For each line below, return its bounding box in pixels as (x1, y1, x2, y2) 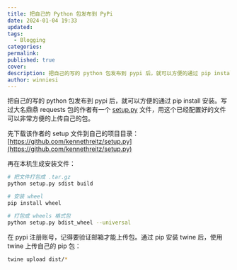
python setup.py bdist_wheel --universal (7, 219, 132, 226)
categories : (7, 43, 42, 50)
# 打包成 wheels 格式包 (7, 212, 71, 220)
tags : (7, 30, 23, 38)
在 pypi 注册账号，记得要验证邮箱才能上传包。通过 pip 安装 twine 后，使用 (7, 232, 223, 241)
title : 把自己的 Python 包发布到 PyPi (7, 10, 113, 18)
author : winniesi (7, 76, 59, 84)
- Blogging (13, 37, 46, 44)
